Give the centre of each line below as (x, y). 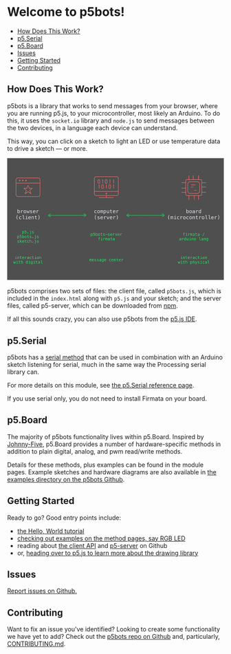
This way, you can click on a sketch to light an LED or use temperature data (114, 141)
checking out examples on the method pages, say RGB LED (101, 538)
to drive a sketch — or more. (47, 148)
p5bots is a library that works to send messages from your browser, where (113, 106)
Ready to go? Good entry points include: (64, 518)
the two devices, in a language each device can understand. (92, 127)
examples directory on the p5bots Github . (66, 479)
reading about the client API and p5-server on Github (92, 545)
